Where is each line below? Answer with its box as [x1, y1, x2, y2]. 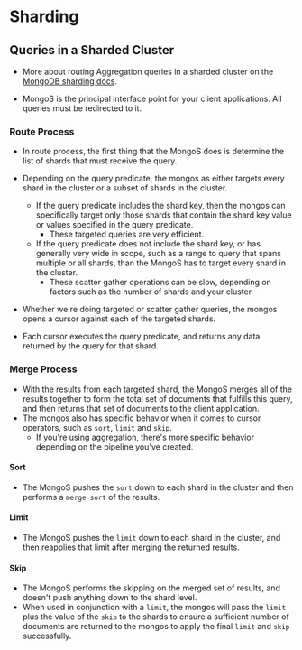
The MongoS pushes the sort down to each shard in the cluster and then [22, 481, 294, 493]
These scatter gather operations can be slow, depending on [49, 277, 272, 288]
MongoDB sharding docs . [22, 76, 118, 87]
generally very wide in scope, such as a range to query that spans [35, 248, 282, 259]
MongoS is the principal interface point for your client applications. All [22, 93, 282, 104]
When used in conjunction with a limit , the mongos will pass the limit [22, 602, 287, 613]
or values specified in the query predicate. [35, 219, 194, 230]
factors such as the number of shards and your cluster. [49, 286, 254, 297]
